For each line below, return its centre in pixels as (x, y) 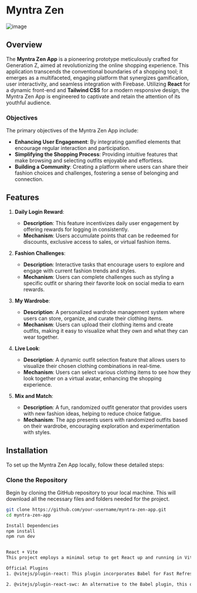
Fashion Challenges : (40, 253)
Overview (24, 45)
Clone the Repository (37, 480)
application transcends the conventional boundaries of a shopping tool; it (94, 71)
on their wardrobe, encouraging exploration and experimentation (101, 426)
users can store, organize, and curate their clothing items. (93, 318)
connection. (29, 179)
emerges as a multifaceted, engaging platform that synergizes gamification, (97, 77)
